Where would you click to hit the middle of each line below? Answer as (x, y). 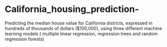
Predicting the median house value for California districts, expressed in (79, 23)
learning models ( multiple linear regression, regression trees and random (81, 33)
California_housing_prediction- (72, 9)
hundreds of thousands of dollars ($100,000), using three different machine (83, 28)
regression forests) (25, 39)
